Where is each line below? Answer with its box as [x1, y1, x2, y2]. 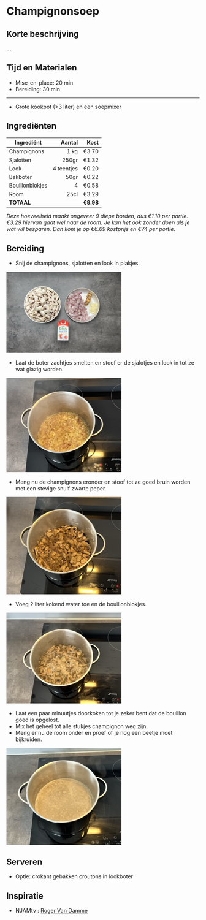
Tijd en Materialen [6, 63, 77, 73]
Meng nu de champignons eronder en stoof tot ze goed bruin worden [15, 478, 191, 485]
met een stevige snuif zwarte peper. [15, 485, 107, 492]
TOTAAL [9, 199, 31, 206]
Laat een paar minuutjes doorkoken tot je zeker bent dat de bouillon [15, 709, 187, 717]
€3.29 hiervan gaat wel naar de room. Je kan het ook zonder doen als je [6, 219, 190, 226]
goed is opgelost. [15, 716, 59, 723]
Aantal [60, 139, 78, 146]
